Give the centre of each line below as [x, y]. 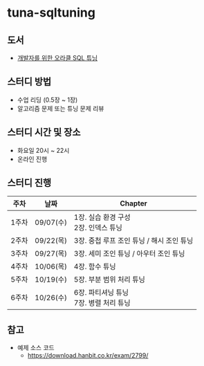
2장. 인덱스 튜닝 [98, 228]
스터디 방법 [29, 82]
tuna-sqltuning [51, 13]
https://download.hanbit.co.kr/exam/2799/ [88, 356]
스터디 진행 [29, 183]
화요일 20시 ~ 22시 [43, 150]
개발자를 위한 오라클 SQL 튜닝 [57, 58]
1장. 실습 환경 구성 [102, 217]
